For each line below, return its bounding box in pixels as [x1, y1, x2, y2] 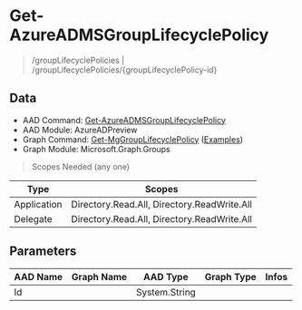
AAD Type [143, 270, 189, 283]
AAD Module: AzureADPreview [22, 124, 138, 135]
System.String [135, 286, 197, 298]
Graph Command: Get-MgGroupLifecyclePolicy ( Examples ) [22, 133, 243, 145]
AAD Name [14, 270, 63, 283]
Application [14, 198, 63, 210]
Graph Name [71, 270, 128, 283]
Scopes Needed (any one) [31, 160, 130, 172]
